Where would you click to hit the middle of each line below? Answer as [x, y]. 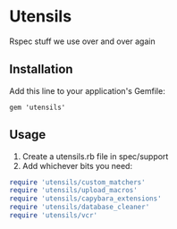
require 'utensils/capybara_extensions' [86, 199]
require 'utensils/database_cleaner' [80, 208]
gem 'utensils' [38, 107]
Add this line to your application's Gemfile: [87, 90]
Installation [41, 69]
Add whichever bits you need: [77, 165]
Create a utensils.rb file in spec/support [95, 156]
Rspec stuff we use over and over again [82, 41]
